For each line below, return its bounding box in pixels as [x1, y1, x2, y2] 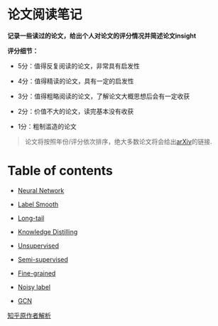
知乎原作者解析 [7, 311, 51, 320]
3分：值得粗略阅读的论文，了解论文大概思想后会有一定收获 [17, 92, 190, 100]
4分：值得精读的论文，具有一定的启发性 [17, 76, 134, 85]
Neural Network [17, 186, 65, 194]
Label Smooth [17, 200, 59, 209]
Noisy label [17, 283, 51, 291]
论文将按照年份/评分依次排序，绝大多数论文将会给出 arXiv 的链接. [24, 137, 212, 146]
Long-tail [17, 214, 45, 222]
